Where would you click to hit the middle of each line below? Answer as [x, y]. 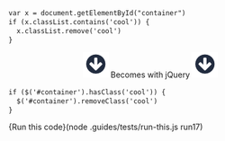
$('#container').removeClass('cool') [87, 101]
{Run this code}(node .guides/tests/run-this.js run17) [106, 127]
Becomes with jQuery [150, 75]
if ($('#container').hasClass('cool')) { [87, 93]
